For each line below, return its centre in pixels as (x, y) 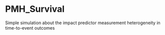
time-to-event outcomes (30, 28)
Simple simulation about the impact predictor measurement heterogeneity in (83, 23)
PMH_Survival (35, 9)
